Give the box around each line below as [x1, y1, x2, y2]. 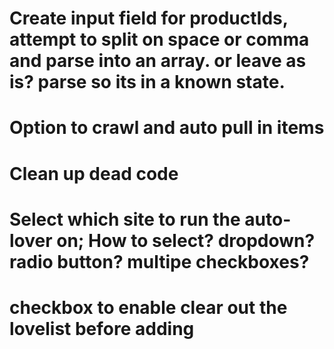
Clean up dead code [9, 162, 179, 185]
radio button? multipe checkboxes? [9, 250, 310, 273]
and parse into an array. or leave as [9, 50, 307, 72]
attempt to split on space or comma [9, 28, 310, 51]
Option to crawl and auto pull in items [9, 117, 325, 139]
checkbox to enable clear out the [9, 296, 288, 319]
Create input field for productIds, [9, 7, 289, 30]
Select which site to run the [9, 208, 241, 231]
